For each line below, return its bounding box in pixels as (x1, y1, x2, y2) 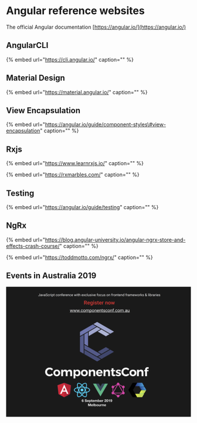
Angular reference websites (6, 4, 145, 18)
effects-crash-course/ (6, 242, 60, 250)
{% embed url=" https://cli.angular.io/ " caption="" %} (6, 56, 134, 63)
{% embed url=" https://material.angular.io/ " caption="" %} (6, 88, 148, 95)
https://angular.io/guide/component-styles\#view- (45, 121, 166, 128)
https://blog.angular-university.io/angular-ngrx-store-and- (45, 236, 186, 243)
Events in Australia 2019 (6, 271, 97, 281)
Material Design (6, 73, 66, 83)
